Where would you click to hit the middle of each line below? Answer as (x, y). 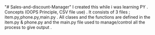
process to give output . (28, 27)
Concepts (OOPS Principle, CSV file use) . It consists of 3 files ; (67, 12)
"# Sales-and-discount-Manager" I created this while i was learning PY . (76, 7)
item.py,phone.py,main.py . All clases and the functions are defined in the (77, 17)
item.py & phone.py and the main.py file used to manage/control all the (75, 22)
